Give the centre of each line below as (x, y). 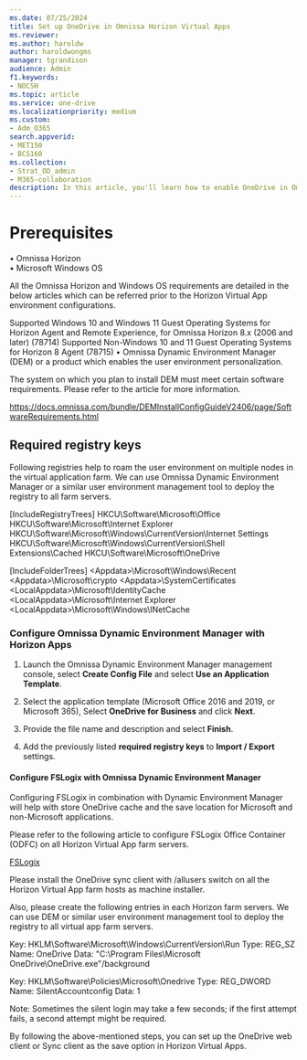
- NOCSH (24, 86)
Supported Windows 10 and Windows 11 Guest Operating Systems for (140, 323)
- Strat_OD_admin (42, 171)
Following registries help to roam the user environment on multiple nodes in (152, 467)
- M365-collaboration (51, 179)
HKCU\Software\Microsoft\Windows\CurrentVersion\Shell (117, 543)
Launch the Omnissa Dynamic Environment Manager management (147, 664)
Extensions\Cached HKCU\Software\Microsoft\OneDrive (115, 553)
